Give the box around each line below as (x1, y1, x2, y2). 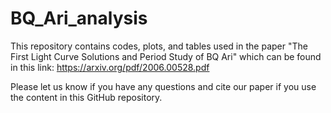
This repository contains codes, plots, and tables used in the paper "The (10, 40, 308, 52)
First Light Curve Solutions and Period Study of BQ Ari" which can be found (10, 50, 322, 62)
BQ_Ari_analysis (10, 7, 148, 30)
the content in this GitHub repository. (10, 91, 163, 103)
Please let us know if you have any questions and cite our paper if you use (10, 80, 317, 92)
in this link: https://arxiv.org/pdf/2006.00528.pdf (10, 61, 210, 73)
